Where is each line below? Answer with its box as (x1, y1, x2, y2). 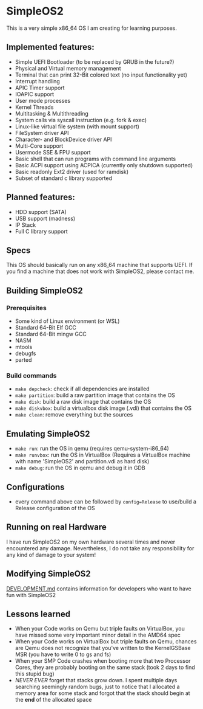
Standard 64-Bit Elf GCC (15, 324, 77, 331)
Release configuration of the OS (15, 504, 95, 511)
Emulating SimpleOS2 (6, 429, 90, 439)
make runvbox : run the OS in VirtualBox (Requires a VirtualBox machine (15, 451, 191, 458)
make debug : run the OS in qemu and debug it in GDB (15, 464, 145, 472)
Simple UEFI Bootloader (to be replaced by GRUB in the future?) (15, 58, 175, 65)
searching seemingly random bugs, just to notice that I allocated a (15, 683, 180, 691)
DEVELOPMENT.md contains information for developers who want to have (6, 585, 192, 592)
